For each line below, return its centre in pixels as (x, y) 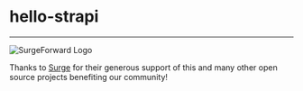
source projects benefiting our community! (89, 77)
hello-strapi (54, 17)
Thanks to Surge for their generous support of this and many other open (143, 67)
